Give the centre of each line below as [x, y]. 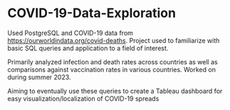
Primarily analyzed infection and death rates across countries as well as [113, 61]
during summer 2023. [39, 77]
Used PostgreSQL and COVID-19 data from [70, 33]
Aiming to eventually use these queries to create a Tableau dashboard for [115, 91]
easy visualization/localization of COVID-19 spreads [83, 99]
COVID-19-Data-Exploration [92, 13]
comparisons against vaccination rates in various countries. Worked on [111, 69]
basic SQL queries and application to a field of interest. [88, 48]
